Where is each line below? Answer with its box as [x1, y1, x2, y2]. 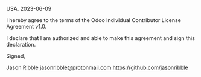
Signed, [6, 53, 25, 59]
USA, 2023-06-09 [6, 5, 52, 12]
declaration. [6, 41, 36, 48]
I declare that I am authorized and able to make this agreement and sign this [6, 35, 195, 41]
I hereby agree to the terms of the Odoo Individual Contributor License [6, 17, 181, 23]
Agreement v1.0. [6, 23, 47, 30]
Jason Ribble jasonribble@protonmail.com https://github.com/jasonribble [6, 64, 188, 71]
